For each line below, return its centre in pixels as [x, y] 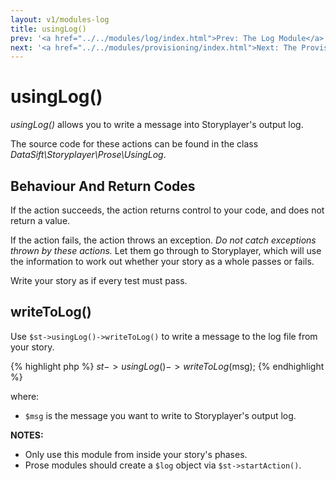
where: [25, 396]
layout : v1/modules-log [60, 19]
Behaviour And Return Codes [103, 186]
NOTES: [27, 435]
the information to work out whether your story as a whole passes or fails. [162, 261]
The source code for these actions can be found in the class [134, 144]
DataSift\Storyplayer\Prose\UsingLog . [88, 155]
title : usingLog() [48, 29]
